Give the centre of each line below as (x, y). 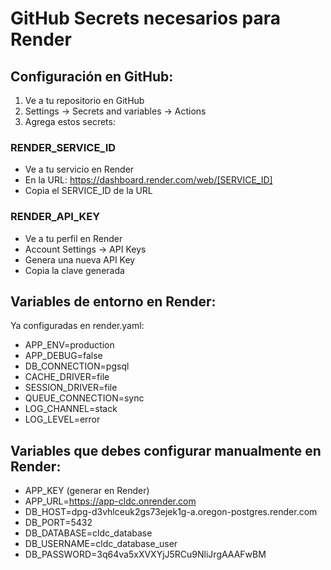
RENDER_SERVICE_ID (63, 147)
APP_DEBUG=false (63, 356)
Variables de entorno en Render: (113, 301)
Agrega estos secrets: (70, 121)
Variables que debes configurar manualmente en (166, 450)
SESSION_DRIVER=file (71, 388)
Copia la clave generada (74, 270)
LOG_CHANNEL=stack (71, 409)
